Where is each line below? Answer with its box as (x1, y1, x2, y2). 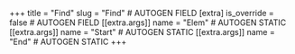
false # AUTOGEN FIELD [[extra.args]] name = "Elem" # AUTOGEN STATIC (9, 17, 287, 28)
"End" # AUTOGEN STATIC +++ (9, 36, 127, 47)
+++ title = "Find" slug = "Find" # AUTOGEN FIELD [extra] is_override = (9, 8, 275, 18)
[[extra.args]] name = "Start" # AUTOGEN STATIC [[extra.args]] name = (9, 27, 275, 37)
